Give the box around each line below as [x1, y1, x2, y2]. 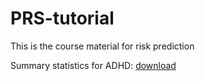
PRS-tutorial [10, 7, 115, 30]
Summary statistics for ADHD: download [10, 59, 177, 71]
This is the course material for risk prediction [10, 40, 195, 52]
